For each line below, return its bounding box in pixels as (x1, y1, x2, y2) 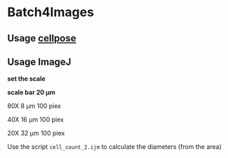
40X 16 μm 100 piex (7, 115, 65, 124)
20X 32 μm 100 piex (7, 129, 65, 138)
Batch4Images (7, 4, 95, 20)
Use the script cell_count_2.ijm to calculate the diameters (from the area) (7, 143, 222, 151)
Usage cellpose (7, 32, 76, 44)
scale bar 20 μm (7, 88, 56, 97)
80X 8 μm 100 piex (7, 102, 62, 110)
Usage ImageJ (7, 55, 72, 67)
